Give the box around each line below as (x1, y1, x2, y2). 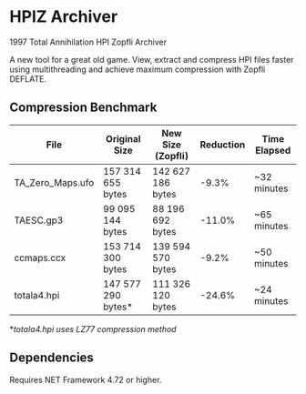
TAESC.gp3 (14, 214, 64, 227)
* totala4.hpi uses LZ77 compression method (9, 323, 177, 334)
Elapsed (254, 144, 291, 157)
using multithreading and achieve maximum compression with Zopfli (9, 64, 266, 75)
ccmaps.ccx (14, 251, 66, 264)
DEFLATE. (9, 73, 47, 84)
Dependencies (9, 350, 94, 366)
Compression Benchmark (9, 100, 158, 116)
